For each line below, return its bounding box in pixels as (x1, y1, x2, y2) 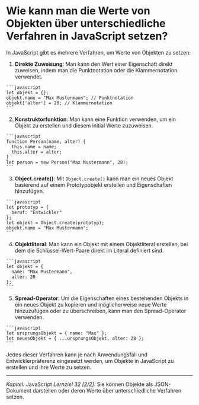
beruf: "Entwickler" (11, 209, 62, 215)
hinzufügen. (14, 187, 44, 194)
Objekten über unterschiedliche (6, 17, 166, 30)
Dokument (6, 387, 31, 394)
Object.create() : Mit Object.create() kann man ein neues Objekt (14, 175, 174, 182)
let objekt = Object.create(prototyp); (6, 219, 105, 226)
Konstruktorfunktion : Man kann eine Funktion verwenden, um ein (14, 116, 176, 123)
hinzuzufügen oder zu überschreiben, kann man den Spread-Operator (14, 307, 187, 314)
